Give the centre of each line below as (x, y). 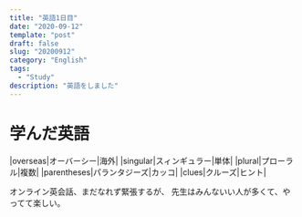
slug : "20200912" (42, 52)
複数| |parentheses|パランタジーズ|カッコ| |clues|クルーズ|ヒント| (143, 172)
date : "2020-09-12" (47, 26)
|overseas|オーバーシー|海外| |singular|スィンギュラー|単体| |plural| (135, 160)
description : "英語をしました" (64, 86)
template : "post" (42, 35)
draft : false (34, 43)
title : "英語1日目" (44, 18)
